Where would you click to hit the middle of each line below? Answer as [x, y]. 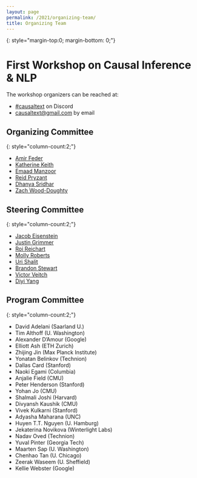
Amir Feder [29, 158]
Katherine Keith [34, 165]
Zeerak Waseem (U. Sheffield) [53, 462]
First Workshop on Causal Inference [99, 65]
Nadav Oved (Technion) [45, 436]
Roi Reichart [30, 249]
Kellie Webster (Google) [45, 468]
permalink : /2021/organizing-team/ [51, 18]
